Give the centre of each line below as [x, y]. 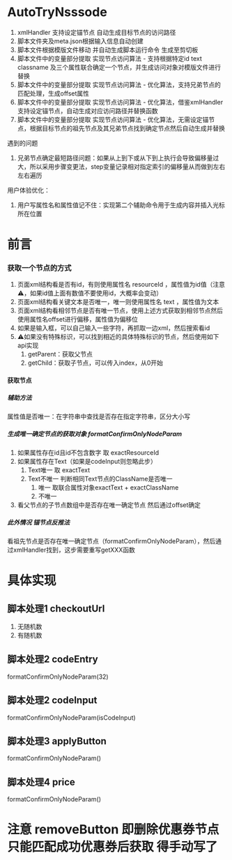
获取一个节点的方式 [39, 268]
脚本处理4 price [41, 782]
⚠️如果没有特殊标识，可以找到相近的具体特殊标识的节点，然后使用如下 [118, 337]
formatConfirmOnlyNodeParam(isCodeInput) [71, 717]
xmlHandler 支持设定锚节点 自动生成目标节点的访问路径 [96, 32]
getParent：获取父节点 [60, 354]
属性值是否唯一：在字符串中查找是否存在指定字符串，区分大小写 [99, 416]
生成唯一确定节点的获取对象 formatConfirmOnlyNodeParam [95, 434]
